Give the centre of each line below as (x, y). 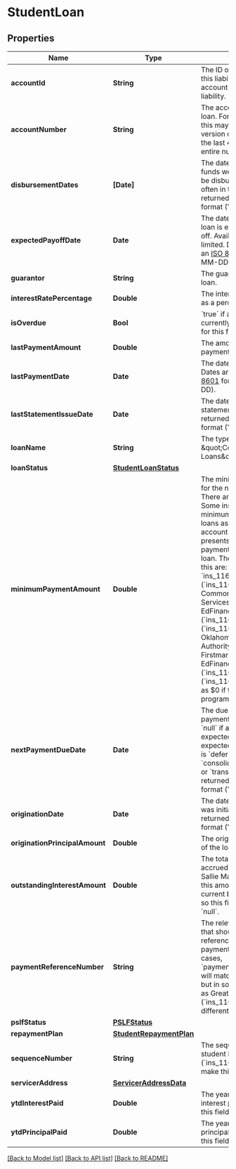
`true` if (213, 314)
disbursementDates (45, 185)
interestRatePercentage (52, 298)
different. (216, 1011)
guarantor (28, 278)
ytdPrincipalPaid (39, 1132)
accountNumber (39, 129)
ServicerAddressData (150, 1083)
